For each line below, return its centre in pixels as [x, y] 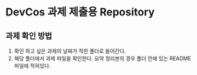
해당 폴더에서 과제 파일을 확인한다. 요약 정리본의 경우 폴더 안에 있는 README [102, 58]
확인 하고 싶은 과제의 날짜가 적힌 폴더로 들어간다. [70, 51]
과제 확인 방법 [29, 36]
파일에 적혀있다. [32, 66]
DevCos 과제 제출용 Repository [80, 12]
